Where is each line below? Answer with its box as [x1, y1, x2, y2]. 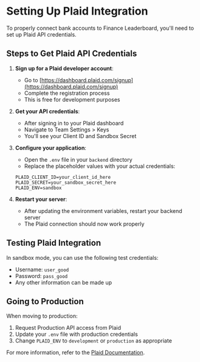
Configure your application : [15, 144, 87, 151]
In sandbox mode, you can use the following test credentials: [6, 254, 159, 261]
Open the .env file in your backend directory [24, 156, 133, 163]
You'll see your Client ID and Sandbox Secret [24, 132, 137, 139]
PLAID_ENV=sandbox [15, 184, 62, 191]
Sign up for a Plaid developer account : [15, 64, 114, 72]
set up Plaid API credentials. [6, 30, 77, 38]
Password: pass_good [15, 272, 68, 279]
